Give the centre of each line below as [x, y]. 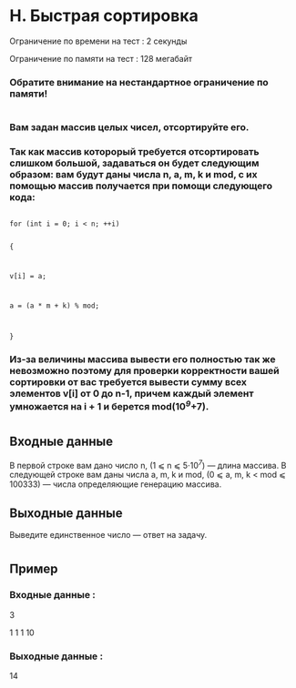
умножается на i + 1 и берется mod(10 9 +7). [109, 405]
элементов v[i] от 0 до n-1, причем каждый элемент [132, 393]
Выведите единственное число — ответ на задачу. [108, 535]
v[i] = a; [28, 277]
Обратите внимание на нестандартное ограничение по [139, 82]
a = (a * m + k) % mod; [55, 306]
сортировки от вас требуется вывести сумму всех [128, 381]
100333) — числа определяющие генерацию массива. [116, 484]
